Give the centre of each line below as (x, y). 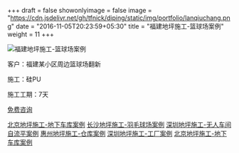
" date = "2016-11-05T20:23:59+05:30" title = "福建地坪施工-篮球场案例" (117, 26)
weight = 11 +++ (31, 34)
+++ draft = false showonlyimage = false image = (80, 10)
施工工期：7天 (28, 94)
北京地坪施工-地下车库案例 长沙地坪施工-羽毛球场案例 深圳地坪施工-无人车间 (119, 125)
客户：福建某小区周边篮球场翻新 (54, 64)
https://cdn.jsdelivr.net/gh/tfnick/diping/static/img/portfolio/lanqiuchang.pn (121, 18)
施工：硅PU (24, 79)
